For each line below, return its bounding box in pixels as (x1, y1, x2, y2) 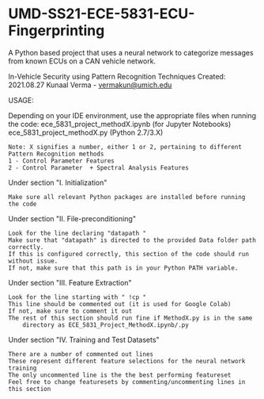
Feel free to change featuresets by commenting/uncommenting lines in (8, 378, 246, 386)
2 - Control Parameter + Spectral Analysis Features (8, 163, 190, 171)
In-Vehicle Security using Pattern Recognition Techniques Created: (8, 71, 226, 81)
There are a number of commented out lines (8, 350, 154, 358)
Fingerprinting (8, 21, 105, 40)
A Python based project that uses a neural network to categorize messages (8, 48, 255, 57)
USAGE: (8, 95, 34, 105)
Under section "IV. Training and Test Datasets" (8, 335, 160, 344)
